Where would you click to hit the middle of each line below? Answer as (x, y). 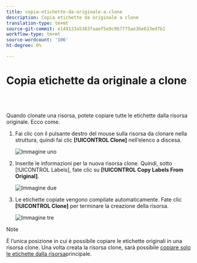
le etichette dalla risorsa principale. (49, 253)
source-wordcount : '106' (37, 40)
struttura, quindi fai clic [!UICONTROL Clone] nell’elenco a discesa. (98, 140)
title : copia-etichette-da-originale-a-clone (64, 12)
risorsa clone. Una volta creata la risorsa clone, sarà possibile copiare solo (98, 247)
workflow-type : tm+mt (33, 34)
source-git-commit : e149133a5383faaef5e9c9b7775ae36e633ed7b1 (86, 29)
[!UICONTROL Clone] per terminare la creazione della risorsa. (92, 206)
